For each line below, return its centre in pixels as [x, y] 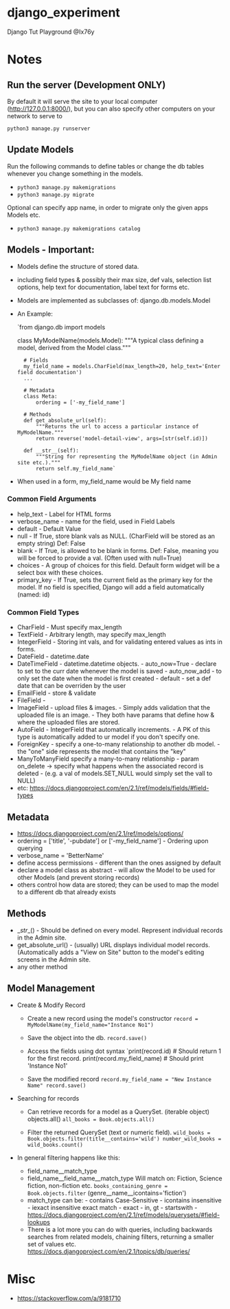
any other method [42, 966]
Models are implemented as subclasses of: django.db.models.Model [114, 300]
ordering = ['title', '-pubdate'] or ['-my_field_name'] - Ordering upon [113, 841]
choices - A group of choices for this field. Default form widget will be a [118, 565]
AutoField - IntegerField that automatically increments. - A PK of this [114, 730]
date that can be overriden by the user [71, 686]
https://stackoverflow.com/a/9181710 [69, 1298]
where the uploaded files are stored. [68, 722]
